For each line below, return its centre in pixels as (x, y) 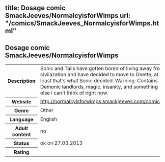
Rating (22, 152)
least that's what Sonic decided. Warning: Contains (99, 81)
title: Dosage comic (35, 8)
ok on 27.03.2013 (61, 143)
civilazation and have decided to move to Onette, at (99, 74)
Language (21, 119)
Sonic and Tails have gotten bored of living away (96, 69)
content (21, 134)
